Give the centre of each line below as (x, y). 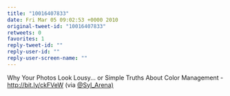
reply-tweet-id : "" (35, 45)
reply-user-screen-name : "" (48, 58)
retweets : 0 (24, 33)
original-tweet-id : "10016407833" (57, 26)
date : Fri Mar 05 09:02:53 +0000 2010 (63, 20)
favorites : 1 (26, 39)
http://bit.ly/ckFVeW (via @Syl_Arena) (60, 85)
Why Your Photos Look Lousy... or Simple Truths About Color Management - (115, 77)
